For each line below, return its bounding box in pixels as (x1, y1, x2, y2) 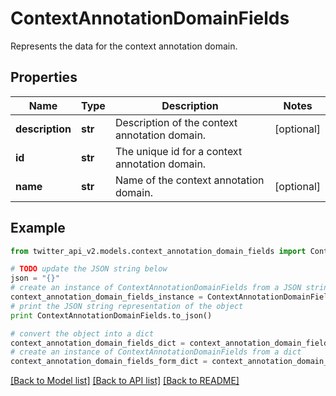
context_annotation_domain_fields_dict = (10, 338, 186, 348)
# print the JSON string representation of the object (10, 301, 244, 311)
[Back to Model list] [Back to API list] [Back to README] (10, 375, 240, 387)
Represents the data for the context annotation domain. (10, 40, 238, 52)
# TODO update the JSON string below (10, 264, 168, 274)
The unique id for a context (114, 144, 243, 158)
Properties (10, 69, 78, 86)
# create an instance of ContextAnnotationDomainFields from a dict (10, 347, 302, 357)
